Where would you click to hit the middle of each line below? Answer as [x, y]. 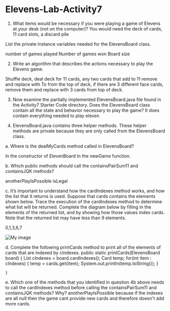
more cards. [18, 303]
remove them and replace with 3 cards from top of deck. [64, 89]
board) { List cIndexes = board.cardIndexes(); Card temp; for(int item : [78, 258]
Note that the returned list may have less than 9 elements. [66, 218]
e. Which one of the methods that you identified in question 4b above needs [85, 282]
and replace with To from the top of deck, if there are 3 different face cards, [84, 84]
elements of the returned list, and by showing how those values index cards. [85, 212]
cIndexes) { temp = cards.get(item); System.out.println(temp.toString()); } [82, 263]
